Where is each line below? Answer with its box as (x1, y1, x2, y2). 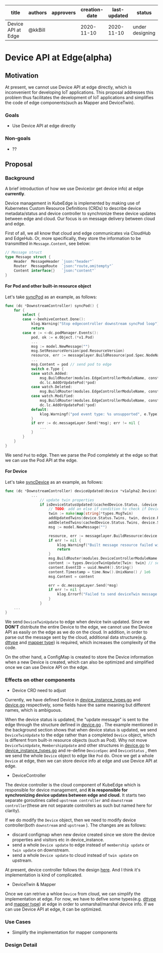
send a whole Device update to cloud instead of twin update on (12, 852, 138, 858)
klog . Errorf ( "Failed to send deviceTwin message (57, 592, 158, 597)
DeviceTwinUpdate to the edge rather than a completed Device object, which (5, 732, 155, 738)
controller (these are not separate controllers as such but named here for (5, 802, 152, 808)
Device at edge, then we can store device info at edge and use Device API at (5, 758, 158, 764)
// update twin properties (39, 497, 95, 502)
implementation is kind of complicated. (5, 872, 82, 878)
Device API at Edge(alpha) (5, 52, 113, 63)
